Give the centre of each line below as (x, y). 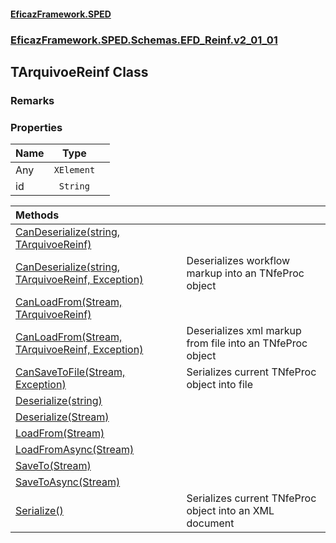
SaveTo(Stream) (53, 466)
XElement (74, 170)
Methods (37, 215)
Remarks (32, 100)
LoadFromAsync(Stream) (75, 450)
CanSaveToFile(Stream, (70, 372)
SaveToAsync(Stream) (68, 482)
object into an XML (230, 511)
